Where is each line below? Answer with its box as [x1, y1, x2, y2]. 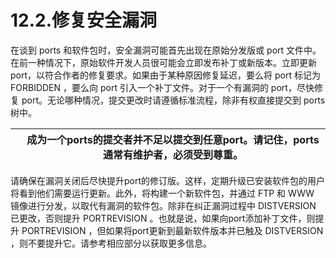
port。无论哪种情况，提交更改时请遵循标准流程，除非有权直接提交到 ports [21, 94, 326, 106]
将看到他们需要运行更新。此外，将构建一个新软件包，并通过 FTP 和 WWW [10, 187, 315, 199]
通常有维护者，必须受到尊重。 [102, 147, 243, 161]
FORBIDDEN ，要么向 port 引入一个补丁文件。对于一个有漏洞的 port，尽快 [10, 81, 315, 93]
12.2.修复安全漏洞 [10, 9, 158, 32]
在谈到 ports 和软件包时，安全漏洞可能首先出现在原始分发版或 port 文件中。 [10, 44, 322, 56]
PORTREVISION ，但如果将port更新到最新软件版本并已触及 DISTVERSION [21, 224, 324, 236]
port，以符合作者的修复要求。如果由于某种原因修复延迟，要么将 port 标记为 [10, 69, 321, 81]
